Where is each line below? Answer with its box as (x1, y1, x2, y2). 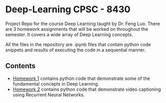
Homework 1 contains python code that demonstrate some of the (12, 75, 150, 81)
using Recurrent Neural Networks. (12, 91, 85, 98)
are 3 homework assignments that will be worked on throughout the (5, 26, 149, 32)
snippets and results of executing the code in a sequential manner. (5, 47, 146, 53)
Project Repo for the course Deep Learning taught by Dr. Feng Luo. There (5, 20, 160, 27)
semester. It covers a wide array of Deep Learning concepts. (5, 31, 133, 37)
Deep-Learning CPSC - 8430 (5, 4, 131, 15)
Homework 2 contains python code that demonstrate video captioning (12, 86, 161, 92)
